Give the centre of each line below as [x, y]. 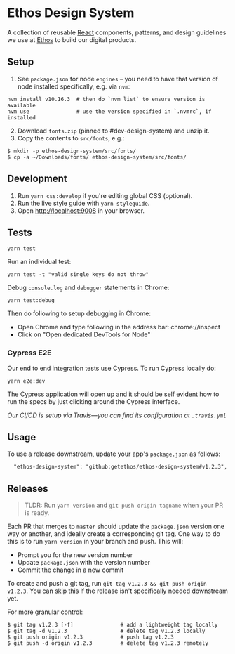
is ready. [37, 513]
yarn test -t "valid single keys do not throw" [78, 275]
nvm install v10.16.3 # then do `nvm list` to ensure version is [106, 99]
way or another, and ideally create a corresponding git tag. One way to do [114, 534]
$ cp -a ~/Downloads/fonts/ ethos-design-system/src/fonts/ [97, 157]
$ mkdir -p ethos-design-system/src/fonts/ [72, 151]
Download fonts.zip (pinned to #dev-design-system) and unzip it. [113, 131]
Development [38, 179]
